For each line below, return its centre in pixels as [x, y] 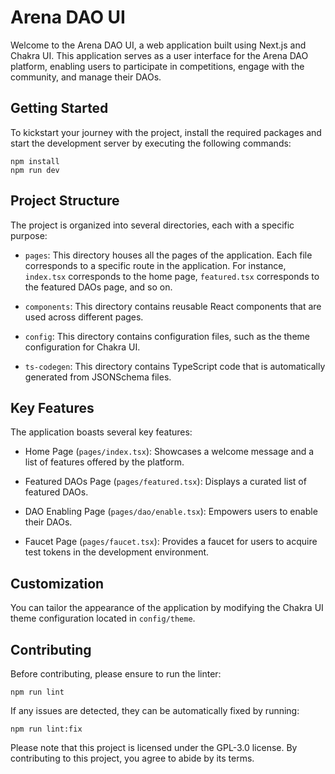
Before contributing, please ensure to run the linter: [116, 674]
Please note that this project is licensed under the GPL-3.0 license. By [154, 747]
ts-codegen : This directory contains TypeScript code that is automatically [175, 366]
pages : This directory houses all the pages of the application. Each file [168, 255]
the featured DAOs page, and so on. [98, 287]
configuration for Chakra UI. [82, 347]
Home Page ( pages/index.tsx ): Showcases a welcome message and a [169, 452]
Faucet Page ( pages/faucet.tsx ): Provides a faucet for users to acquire [171, 542]
